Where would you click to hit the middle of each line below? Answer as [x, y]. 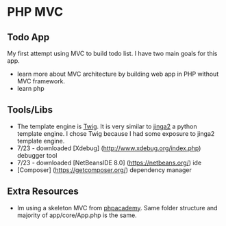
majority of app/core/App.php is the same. [77, 215]
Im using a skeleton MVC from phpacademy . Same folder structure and [117, 208]
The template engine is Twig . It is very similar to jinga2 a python [107, 126]
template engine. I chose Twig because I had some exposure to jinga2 [116, 133]
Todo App [28, 37]
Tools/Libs [30, 110]
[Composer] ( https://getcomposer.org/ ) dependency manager [104, 170]
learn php [30, 88]
